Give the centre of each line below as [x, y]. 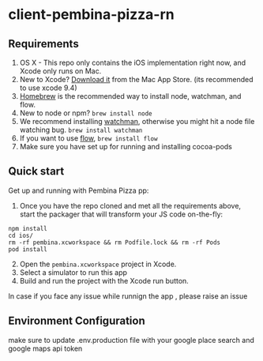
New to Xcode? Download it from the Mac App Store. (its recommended [137, 79]
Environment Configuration [77, 321]
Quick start [36, 171]
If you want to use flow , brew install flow [88, 138]
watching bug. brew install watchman [81, 130]
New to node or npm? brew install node [86, 113]
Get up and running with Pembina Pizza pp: [79, 190]
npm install [28, 228]
